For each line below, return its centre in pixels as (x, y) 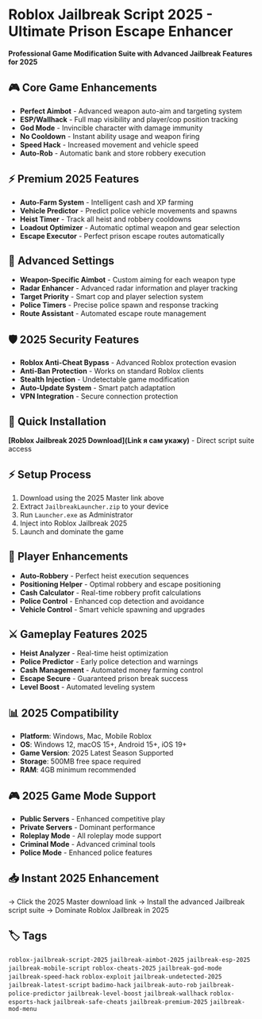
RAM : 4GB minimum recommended (78, 770)
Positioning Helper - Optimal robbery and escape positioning (120, 584)
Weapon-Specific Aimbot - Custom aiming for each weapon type (127, 280)
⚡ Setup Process (50, 475)
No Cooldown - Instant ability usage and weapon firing (110, 136)
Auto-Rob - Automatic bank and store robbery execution (113, 153)
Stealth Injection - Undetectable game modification (104, 379)
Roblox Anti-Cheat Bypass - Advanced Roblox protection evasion (128, 363)
